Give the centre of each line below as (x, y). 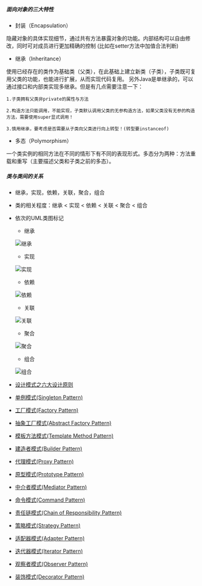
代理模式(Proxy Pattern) (44, 461)
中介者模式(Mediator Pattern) (51, 487)
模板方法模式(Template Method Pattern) (64, 436)
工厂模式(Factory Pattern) (47, 410)
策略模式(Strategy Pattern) (48, 525)
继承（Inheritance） (40, 58)
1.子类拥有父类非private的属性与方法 (47, 99)
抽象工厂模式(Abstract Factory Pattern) (63, 423)
